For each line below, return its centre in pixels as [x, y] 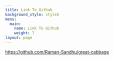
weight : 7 [24, 33]
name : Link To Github [36, 28]
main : [15, 24]
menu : [11, 19]
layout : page [19, 38]
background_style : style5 [32, 14]
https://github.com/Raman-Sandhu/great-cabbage [57, 52]
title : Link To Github [29, 10]
